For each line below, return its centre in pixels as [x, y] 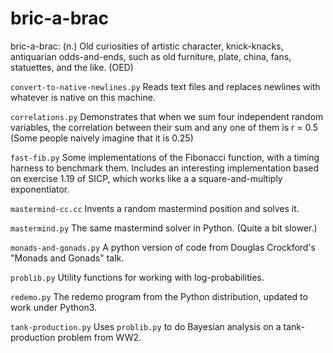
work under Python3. [54, 307]
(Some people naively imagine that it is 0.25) [102, 138]
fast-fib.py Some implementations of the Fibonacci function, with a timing [165, 157]
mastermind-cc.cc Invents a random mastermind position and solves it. [155, 208]
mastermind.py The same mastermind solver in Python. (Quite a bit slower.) [164, 228]
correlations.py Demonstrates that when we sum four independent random [167, 116]
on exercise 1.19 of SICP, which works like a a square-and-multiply [146, 178]
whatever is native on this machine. [83, 97]
